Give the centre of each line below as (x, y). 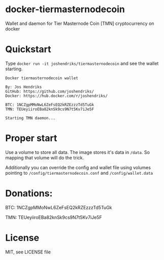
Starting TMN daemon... (30, 118)
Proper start (31, 138)
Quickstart (28, 50)
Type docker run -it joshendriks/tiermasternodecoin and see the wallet (82, 63)
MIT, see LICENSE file (28, 252)
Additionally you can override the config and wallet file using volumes (78, 167)
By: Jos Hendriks (24, 87)
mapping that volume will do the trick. (45, 157)
